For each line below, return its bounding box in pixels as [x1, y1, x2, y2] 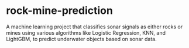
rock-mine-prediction [6, 4, 113, 17]
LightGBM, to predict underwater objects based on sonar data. [6, 35, 157, 42]
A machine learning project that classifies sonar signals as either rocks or [6, 23, 183, 30]
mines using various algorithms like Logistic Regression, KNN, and [6, 29, 166, 36]
